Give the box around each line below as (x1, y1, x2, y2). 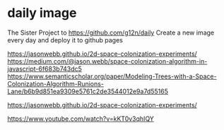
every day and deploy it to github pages (7, 35, 124, 44)
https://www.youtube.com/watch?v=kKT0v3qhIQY (7, 114, 154, 123)
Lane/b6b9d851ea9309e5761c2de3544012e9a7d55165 (7, 87, 168, 95)
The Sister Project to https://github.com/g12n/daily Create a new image (7, 28, 214, 37)
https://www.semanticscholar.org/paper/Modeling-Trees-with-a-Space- (7, 72, 217, 81)
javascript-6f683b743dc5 (7, 64, 83, 73)
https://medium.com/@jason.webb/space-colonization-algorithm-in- (7, 57, 208, 65)
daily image (7, 5, 77, 21)
